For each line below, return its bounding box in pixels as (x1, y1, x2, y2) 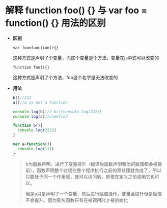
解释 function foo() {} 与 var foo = (5, 5, 148, 16)
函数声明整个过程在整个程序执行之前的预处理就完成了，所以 (36, 167, 162, 173)
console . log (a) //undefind (12, 114, 68, 119)
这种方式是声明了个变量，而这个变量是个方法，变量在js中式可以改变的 (12, 54, 159, 61)
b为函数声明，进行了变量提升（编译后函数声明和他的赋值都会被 (25, 161, 158, 167)
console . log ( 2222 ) (17, 128, 57, 133)
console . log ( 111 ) (17, 146, 54, 151)
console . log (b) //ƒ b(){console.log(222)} (12, 109, 102, 114)
